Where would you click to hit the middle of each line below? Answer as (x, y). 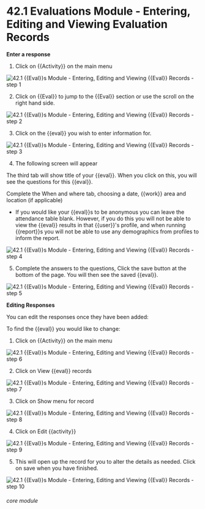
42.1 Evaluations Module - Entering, (99, 11)
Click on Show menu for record (54, 401)
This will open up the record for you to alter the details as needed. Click (105, 461)
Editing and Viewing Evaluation (87, 24)
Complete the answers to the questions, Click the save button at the (101, 268)
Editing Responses (31, 305)
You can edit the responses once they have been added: (77, 317)
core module (22, 500)
